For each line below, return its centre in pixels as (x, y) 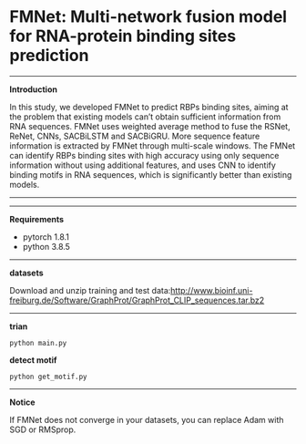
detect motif (33, 360)
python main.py (38, 343)
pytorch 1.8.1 (46, 237)
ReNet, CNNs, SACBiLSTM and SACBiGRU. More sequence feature (135, 136)
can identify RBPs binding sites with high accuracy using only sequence (144, 155)
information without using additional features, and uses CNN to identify (143, 165)
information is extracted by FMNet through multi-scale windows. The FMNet (153, 145)
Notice (22, 402)
